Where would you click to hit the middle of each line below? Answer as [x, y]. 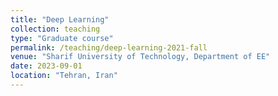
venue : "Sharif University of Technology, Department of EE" [140, 57]
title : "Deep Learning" [60, 19]
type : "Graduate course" [62, 38]
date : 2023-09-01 [46, 66]
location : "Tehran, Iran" [64, 76]
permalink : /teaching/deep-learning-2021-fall [109, 47]
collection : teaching [55, 29]
